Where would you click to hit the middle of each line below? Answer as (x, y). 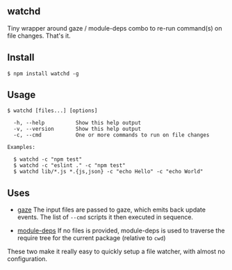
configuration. (27, 259)
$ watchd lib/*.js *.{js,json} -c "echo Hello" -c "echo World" (108, 172)
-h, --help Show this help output (77, 123)
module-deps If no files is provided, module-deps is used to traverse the (121, 231)
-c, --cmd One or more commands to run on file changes (111, 135)
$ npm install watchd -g (43, 73)
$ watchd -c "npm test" (48, 159)
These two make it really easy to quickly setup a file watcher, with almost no (116, 252)
